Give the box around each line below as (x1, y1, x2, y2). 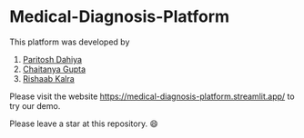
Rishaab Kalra (22, 73, 75, 84)
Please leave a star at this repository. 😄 (9, 118, 158, 129)
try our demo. (9, 100, 61, 111)
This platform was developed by (9, 36, 130, 47)
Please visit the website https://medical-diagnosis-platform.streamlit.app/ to (9, 91, 295, 102)
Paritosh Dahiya (22, 54, 83, 64)
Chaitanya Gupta (22, 64, 86, 74)
